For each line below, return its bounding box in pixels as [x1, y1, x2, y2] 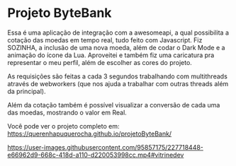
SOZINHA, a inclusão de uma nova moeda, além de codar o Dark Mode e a [7, 43, 225, 52]
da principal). [7, 87, 46, 95]
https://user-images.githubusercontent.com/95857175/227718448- [7, 143, 204, 151]
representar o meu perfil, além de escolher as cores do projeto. [7, 58, 193, 66]
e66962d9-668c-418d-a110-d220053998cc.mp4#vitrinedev [7, 150, 184, 159]
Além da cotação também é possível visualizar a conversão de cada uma [7, 100, 220, 109]
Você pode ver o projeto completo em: [7, 121, 120, 130]
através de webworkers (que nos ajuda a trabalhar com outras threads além [7, 79, 229, 88]
